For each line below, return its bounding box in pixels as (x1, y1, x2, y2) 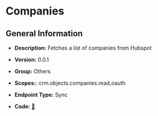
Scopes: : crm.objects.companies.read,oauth (14, 80, 126, 86)
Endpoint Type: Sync (14, 91, 68, 98)
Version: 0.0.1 (14, 56, 49, 63)
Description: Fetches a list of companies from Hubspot (14, 44, 152, 51)
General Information (5, 28, 83, 39)
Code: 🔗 (14, 103, 36, 110)
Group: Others (14, 68, 51, 75)
